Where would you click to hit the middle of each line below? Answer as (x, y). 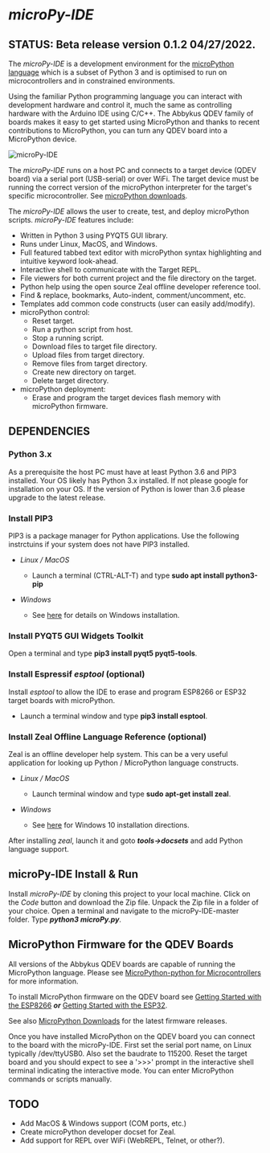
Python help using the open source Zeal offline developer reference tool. (140, 286)
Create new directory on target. (84, 372)
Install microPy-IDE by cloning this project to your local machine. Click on (129, 893)
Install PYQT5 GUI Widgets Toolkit (76, 636)
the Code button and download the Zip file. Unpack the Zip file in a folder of (133, 902)
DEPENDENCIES (49, 431)
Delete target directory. (70, 380)
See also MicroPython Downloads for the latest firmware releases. (118, 1020)
